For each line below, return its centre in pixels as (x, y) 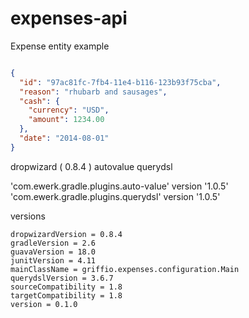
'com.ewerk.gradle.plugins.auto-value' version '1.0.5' (119, 186)
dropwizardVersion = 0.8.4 (66, 234)
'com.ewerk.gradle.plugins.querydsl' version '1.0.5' (115, 196)
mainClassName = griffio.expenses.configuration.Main (125, 269)
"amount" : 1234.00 (66, 120)
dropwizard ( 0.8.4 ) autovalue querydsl (91, 166)
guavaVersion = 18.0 (53, 252)
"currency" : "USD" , (69, 110)
